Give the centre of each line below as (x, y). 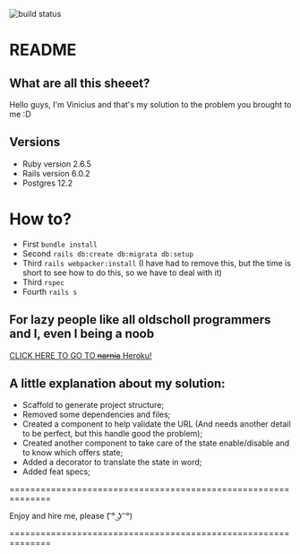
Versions (35, 142)
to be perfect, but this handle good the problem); (112, 434)
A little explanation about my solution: (117, 383)
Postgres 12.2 (47, 183)
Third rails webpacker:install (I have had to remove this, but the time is (156, 263)
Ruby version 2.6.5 (57, 164)
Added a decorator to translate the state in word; (112, 463)
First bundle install (60, 244)
